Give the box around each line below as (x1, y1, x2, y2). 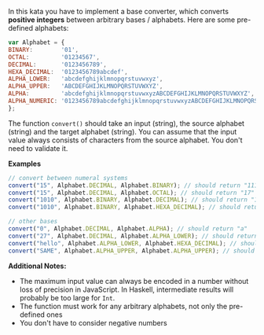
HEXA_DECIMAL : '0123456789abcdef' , (8, 68, 128, 75)
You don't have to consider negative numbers (19, 318, 167, 327)
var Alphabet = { (8, 39, 65, 46)
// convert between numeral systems (8, 174, 128, 182)
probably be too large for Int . (19, 293, 115, 302)
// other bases (8, 218, 58, 226)
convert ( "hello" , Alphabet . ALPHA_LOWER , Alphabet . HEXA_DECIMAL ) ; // (8, 239, 237, 247)
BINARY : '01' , (8, 46, 79, 53)
